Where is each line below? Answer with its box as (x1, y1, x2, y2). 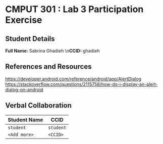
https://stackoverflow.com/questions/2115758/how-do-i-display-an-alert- (5, 81, 158, 87)
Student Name (8, 116, 43, 123)
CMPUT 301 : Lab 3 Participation (5, 4, 144, 15)
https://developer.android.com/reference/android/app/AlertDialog (5, 76, 142, 82)
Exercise (5, 14, 42, 26)
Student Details (5, 34, 55, 43)
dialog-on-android (5, 86, 43, 92)
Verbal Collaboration (5, 101, 72, 110)
